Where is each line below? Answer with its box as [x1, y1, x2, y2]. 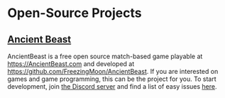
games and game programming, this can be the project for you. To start [7, 75, 216, 83]
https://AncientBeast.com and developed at [7, 60, 135, 68]
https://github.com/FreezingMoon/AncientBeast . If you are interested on [7, 67, 219, 75]
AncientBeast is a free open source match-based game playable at [7, 52, 203, 60]
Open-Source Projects [7, 5, 142, 21]
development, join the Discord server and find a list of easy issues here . [7, 82, 217, 90]
